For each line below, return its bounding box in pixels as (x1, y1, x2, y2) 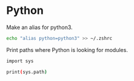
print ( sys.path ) (6, 69, 47, 75)
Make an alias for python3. (6, 24, 73, 31)
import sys (6, 58, 34, 64)
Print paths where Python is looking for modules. (6, 46, 129, 53)
